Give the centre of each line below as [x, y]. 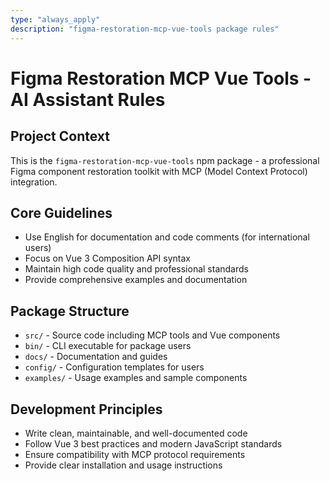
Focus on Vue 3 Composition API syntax [107, 258]
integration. [34, 182]
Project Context [60, 136]
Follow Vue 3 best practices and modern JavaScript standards [153, 443]
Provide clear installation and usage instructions [123, 465]
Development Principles [86, 409]
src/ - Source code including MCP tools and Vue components [152, 335]
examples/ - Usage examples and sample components [136, 378]
